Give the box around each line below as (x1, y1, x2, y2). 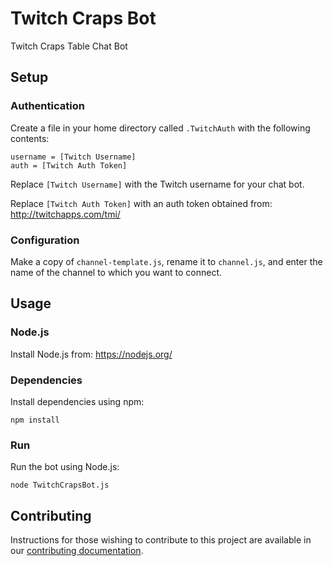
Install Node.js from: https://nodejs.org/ (10, 348, 173, 360)
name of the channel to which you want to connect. (10, 266, 223, 278)
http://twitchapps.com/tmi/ (10, 208, 121, 220)
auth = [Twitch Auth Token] (10, 160, 128, 171)
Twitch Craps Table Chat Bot (10, 40, 128, 52)
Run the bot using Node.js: (10, 461, 120, 473)
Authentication (10, 99, 85, 113)
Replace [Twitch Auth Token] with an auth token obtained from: (10, 197, 273, 209)
